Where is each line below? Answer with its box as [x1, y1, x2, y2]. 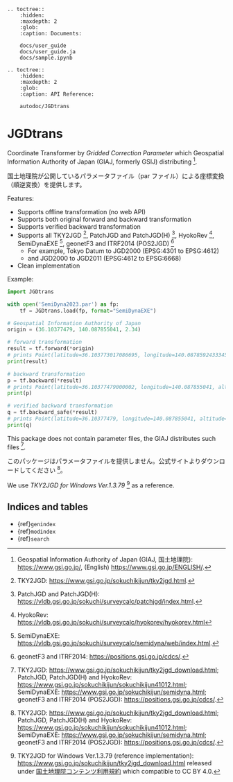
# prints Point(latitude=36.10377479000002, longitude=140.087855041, [7, 383, 216, 390]
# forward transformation [7, 339, 82, 346]
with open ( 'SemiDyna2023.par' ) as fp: [7, 301, 119, 308]
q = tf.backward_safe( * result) [7, 409, 98, 416]
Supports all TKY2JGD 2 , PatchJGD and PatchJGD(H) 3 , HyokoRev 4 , [17, 229, 215, 239]
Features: [7, 194, 35, 202]
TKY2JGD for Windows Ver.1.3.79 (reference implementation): [17, 751, 194, 760]
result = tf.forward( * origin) [7, 345, 95, 352]
